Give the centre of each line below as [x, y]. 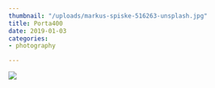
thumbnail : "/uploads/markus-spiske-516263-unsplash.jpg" [108, 16]
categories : [28, 38]
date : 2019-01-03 [38, 31]
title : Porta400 [36, 23]
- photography [32, 46]
